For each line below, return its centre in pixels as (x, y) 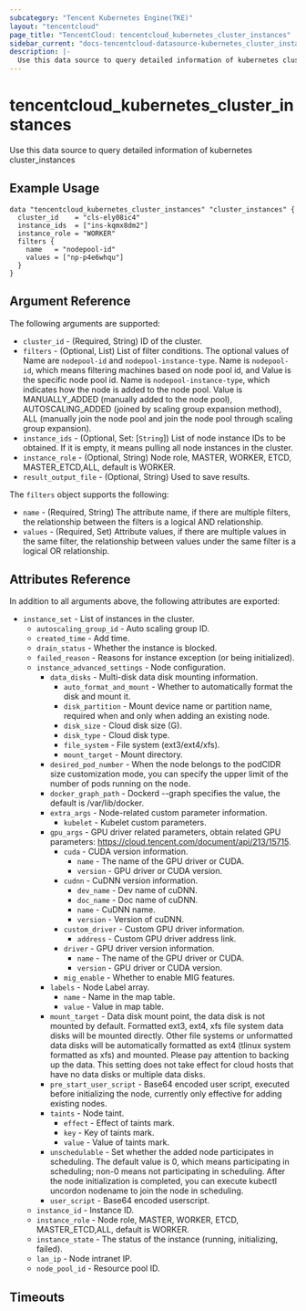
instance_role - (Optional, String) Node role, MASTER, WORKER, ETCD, (157, 457)
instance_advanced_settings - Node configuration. (131, 668)
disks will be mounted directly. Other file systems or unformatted (171, 1035)
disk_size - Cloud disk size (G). (122, 725)
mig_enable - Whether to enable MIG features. (149, 978)
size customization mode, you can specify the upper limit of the (169, 774)
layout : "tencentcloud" (55, 26)
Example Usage (55, 188)
